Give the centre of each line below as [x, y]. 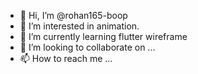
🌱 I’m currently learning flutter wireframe [103, 36]
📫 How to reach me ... [66, 58]
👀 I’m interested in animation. [79, 26]
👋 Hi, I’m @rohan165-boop [73, 15]
